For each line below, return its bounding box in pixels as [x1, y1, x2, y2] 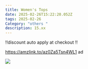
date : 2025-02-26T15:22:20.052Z [5, 12, 72, 17]
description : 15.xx [5, 26, 46, 31]
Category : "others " [5, 21, 48, 26]
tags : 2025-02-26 [5, 16, 41, 21]
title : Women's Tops [5, 7, 48, 12]
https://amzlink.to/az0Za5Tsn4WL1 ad [5, 49, 83, 55]
